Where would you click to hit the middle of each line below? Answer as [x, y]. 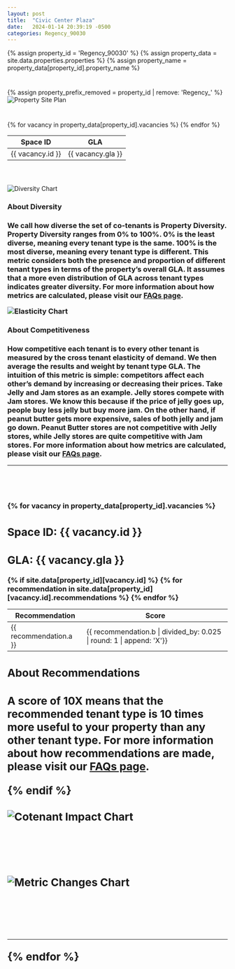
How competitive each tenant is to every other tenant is [103, 348]
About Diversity [35, 206]
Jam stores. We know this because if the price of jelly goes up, [116, 401]
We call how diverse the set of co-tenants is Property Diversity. [117, 225]
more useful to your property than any [107, 727]
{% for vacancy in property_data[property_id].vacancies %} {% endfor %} [114, 125]
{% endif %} [40, 791]
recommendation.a [42, 636]
